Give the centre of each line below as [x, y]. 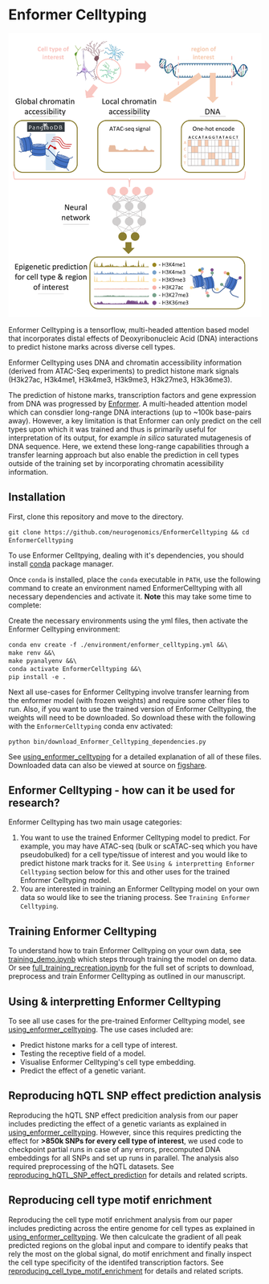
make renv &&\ [32, 652]
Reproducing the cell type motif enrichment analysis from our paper [120, 1220]
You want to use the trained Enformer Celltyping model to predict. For [135, 838]
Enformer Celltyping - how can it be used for [122, 790]
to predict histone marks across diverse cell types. [92, 346]
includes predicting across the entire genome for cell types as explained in [132, 1228]
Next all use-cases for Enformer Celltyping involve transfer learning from [129, 692]
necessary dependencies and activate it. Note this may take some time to [130, 596]
